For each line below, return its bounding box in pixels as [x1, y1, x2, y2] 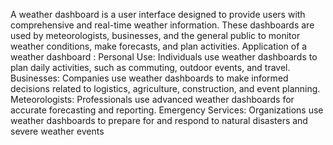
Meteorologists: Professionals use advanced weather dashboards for [10, 94, 295, 105]
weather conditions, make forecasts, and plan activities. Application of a [10, 40, 308, 52]
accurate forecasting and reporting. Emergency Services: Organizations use [10, 104, 324, 116]
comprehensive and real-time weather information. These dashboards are [10, 19, 315, 31]
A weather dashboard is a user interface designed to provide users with [10, 9, 306, 20]
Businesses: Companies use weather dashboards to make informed [10, 72, 289, 84]
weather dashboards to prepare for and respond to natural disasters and [10, 115, 308, 126]
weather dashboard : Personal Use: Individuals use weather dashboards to [10, 51, 318, 63]
